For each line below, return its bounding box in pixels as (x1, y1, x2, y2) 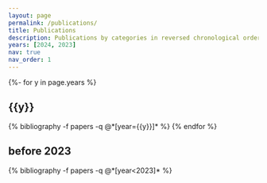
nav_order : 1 (8, 56, 52, 64)
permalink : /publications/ (8, 19, 98, 27)
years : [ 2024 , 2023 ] (8, 41, 77, 49)
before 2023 (8, 144, 72, 158)
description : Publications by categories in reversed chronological (8, 33, 240, 42)
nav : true (8, 48, 41, 56)
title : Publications (8, 26, 77, 34)
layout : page (8, 11, 52, 20)
